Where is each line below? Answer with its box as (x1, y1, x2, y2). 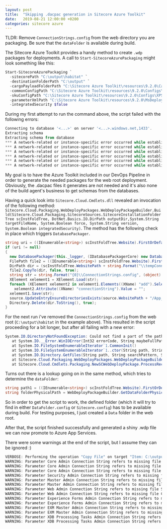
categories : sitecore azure (5, 21, 64, 26)
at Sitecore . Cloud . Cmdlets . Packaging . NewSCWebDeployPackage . (11, 362, 141, 367)
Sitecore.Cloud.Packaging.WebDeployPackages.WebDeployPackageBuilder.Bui (5, 208, 162, 213)
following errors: (5, 116, 39, 122)
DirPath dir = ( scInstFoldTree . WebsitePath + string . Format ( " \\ (9, 263, 146, 268)
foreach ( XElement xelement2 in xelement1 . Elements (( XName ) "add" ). (9, 282, 155, 287)
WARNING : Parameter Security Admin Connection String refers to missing (5, 473, 159, 478)
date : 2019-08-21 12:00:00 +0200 (5, 16, 79, 21)
